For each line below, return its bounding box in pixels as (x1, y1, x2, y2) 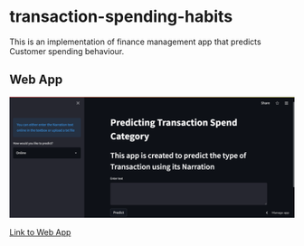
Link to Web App (9, 227, 71, 238)
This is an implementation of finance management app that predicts (9, 36, 261, 47)
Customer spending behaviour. (9, 45, 125, 56)
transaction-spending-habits (9, 6, 233, 27)
